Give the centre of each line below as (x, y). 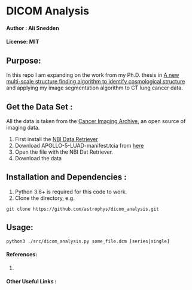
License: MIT (23, 42)
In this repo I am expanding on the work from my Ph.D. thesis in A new (93, 75)
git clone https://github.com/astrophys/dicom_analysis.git (83, 209)
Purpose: (24, 60)
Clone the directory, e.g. (45, 198)
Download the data (38, 158)
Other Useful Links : (31, 282)
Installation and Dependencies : (66, 177)
